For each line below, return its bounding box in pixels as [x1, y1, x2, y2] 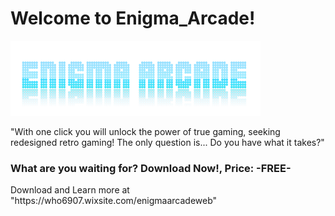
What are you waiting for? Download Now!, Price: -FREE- [10, 161, 292, 175]
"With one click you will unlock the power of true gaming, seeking [10, 125, 281, 137]
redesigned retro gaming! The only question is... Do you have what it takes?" [10, 136, 325, 148]
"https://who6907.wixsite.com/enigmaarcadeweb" [10, 195, 218, 207]
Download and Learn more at [10, 184, 130, 196]
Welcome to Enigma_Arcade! [10, 7, 256, 30]
